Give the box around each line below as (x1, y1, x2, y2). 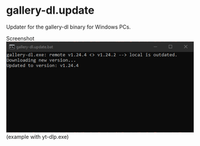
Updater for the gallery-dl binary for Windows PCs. (6, 23, 131, 30)
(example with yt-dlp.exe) (6, 133, 69, 140)
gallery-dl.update (6, 4, 95, 17)
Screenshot (6, 35, 35, 42)
